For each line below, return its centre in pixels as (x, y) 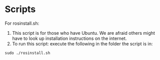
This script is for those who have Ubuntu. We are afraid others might (84, 33)
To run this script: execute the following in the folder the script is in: (82, 43)
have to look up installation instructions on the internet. (69, 38)
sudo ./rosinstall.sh (28, 53)
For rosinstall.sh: (22, 23)
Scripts (20, 9)
